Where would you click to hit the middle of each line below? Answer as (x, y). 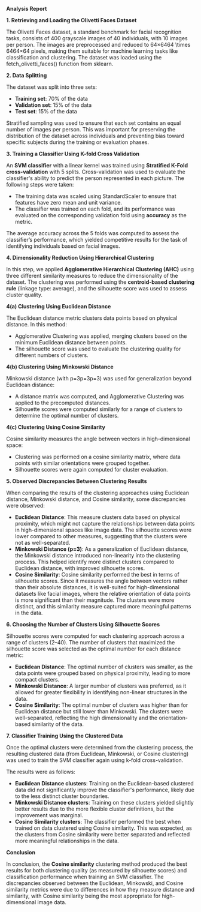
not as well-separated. (42, 543)
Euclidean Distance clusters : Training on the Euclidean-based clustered (104, 783)
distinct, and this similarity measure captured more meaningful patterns (103, 606)
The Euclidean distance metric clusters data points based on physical (92, 318)
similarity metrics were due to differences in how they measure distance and (100, 889)
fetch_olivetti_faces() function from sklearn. (60, 64)
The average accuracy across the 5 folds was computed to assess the (93, 233)
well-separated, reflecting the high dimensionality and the (86, 718)
